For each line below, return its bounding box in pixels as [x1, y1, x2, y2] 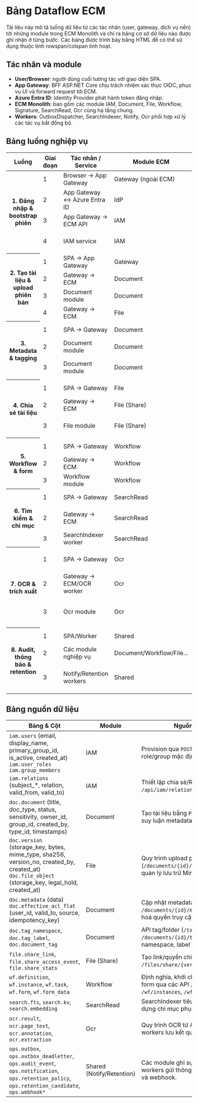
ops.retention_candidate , [9, 1082, 81, 1090]
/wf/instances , [141, 988, 183, 996]
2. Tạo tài [9, 269, 37, 277]
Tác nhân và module [6, 60, 82, 70]
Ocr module [63, 607, 96, 615]
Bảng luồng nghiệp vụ [6, 136, 88, 146]
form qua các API [141, 980, 190, 988]
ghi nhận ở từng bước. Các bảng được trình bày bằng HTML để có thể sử [6, 36, 183, 43]
